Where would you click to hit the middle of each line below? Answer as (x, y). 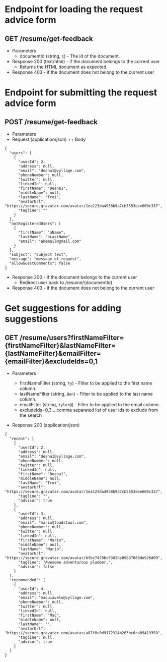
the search (31, 415)
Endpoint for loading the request (74, 9)
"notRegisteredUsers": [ (35, 224)
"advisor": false (36, 567)
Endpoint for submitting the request (81, 93)
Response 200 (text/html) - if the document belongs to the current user (86, 61)
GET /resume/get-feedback (49, 39)
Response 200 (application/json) (46, 425)
